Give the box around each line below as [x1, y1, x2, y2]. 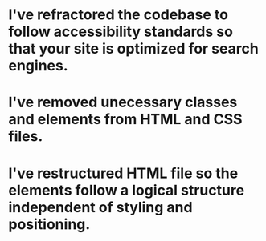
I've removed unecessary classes [8, 94, 238, 111]
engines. [8, 57, 68, 75]
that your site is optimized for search [8, 40, 259, 58]
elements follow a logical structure [8, 181, 245, 199]
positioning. [8, 215, 91, 233]
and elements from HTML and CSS [8, 110, 243, 129]
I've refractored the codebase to [8, 6, 229, 24]
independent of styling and [8, 198, 193, 216]
